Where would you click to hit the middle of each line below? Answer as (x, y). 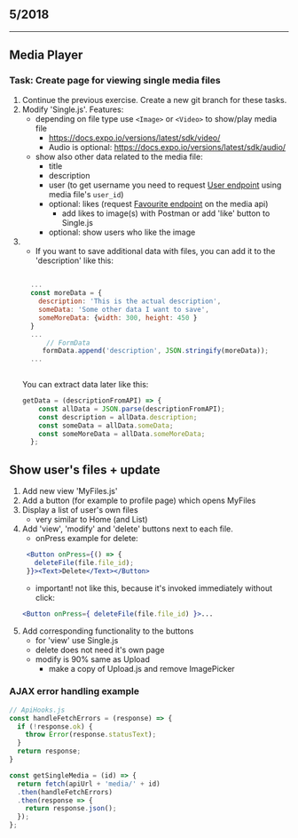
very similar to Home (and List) (91, 520)
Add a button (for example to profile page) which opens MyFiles (139, 500)
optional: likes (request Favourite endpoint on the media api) (158, 204)
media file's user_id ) (86, 194)
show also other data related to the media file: (119, 156)
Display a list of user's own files (80, 510)
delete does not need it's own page (100, 650)
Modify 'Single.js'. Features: (73, 109)
